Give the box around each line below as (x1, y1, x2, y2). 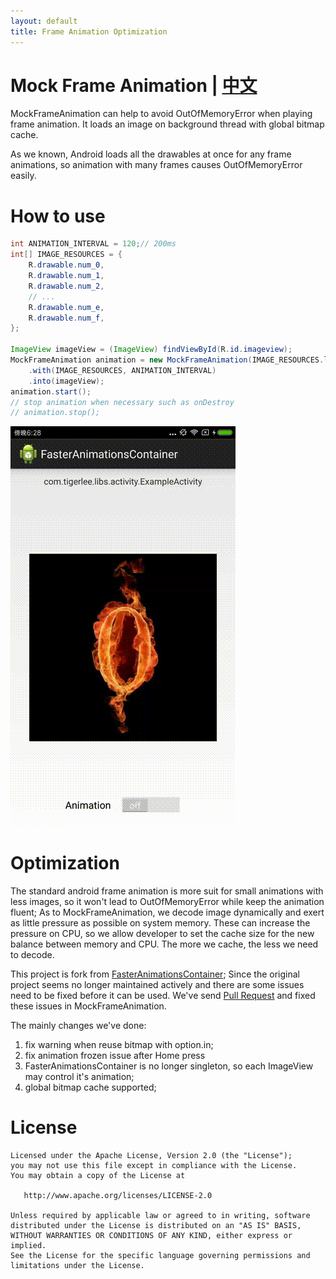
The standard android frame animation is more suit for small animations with (10, 885, 324, 897)
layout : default (10, 16, 78, 26)
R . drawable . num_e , (28, 302, 105, 312)
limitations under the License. (10, 1261, 145, 1271)
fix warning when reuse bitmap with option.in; (24, 1039, 214, 1051)
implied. (10, 1241, 47, 1251)
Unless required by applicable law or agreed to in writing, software (10, 1211, 311, 1221)
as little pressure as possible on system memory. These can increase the (10, 917, 311, 929)
